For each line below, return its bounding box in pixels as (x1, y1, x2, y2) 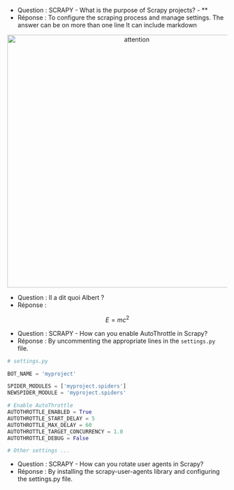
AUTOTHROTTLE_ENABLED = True (7, 409, 92, 416)
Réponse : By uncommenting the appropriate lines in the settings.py (17, 336, 216, 345)
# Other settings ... (7, 447, 71, 454)
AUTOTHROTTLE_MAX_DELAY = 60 (7, 421, 92, 428)
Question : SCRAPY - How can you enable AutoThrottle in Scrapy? (17, 329, 208, 337)
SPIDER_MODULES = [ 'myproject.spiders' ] (7, 383, 127, 390)
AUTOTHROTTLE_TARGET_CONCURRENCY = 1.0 (7, 428, 124, 435)
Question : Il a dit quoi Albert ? (17, 294, 105, 301)
